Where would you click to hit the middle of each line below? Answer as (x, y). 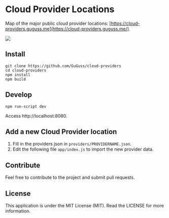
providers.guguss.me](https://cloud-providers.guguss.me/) (67, 28)
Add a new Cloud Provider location (61, 132)
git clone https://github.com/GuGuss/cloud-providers (63, 66)
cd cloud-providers (26, 70)
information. (18, 211)
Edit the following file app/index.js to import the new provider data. (83, 149)
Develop (19, 95)
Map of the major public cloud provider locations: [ (58, 23)
